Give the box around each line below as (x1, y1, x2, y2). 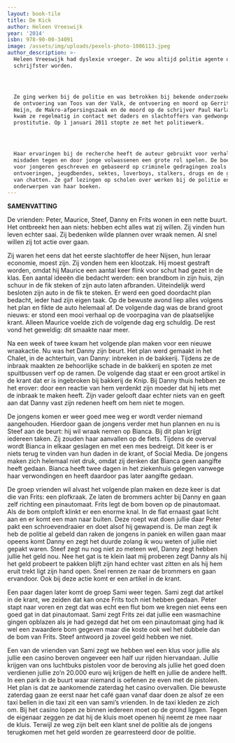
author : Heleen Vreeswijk (7, 23, 83, 30)
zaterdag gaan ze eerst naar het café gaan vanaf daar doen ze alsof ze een (7, 691, 225, 700)
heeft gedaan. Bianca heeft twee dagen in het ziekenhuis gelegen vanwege (7, 465, 225, 473)
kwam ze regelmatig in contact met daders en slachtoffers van (13, 113, 201, 120)
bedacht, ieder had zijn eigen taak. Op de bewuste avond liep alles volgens (7, 296, 224, 304)
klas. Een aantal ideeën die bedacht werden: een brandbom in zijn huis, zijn (7, 274, 225, 282)
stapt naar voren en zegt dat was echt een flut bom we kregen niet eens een (7, 603, 227, 611)
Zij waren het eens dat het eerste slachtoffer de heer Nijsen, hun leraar (7, 251, 211, 260)
